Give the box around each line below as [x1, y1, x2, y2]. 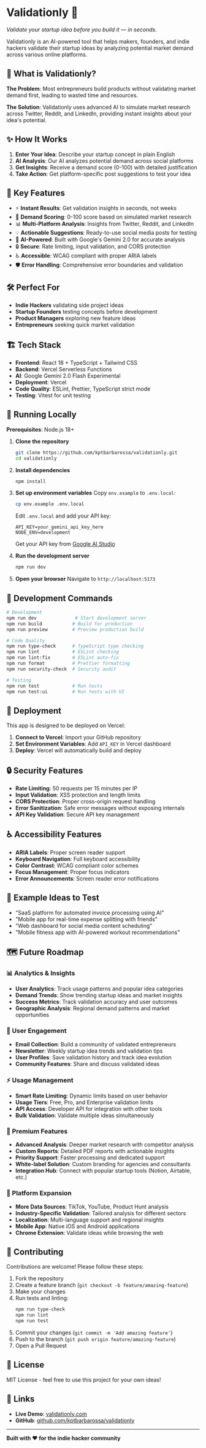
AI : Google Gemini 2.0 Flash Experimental [15, 372, 121, 380]
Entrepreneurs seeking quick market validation [15, 321, 135, 329]
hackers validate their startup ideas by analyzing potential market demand [6, 44, 194, 52]
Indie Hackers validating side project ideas [15, 302, 124, 309]
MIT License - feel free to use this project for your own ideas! [6, 1376, 161, 1384]
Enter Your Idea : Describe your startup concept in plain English [15, 150, 175, 158]
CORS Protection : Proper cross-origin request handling [15, 798, 156, 805]
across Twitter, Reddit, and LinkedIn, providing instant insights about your [6, 110, 192, 117]
